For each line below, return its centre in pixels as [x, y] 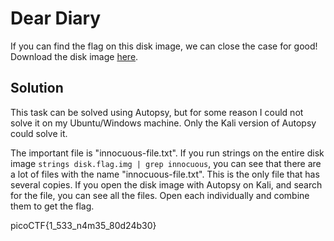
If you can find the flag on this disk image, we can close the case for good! [164, 46]
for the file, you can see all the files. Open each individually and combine [160, 195]
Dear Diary [56, 18]
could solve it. [39, 133]
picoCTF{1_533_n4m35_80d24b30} [83, 225]
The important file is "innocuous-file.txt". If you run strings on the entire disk [167, 153]
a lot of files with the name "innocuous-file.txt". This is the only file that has [165, 174]
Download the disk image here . [74, 56]
